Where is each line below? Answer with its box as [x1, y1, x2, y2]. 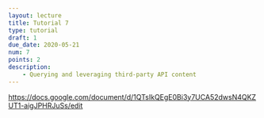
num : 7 [8, 48, 30, 56]
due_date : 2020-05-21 [8, 41, 80, 49]
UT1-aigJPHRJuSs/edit [8, 101, 83, 110]
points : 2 [8, 56, 41, 64]
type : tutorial [8, 26, 59, 34]
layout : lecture [8, 11, 62, 20]
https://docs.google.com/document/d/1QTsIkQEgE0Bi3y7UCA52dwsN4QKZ [8, 92, 256, 101]
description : [8, 63, 52, 71]
